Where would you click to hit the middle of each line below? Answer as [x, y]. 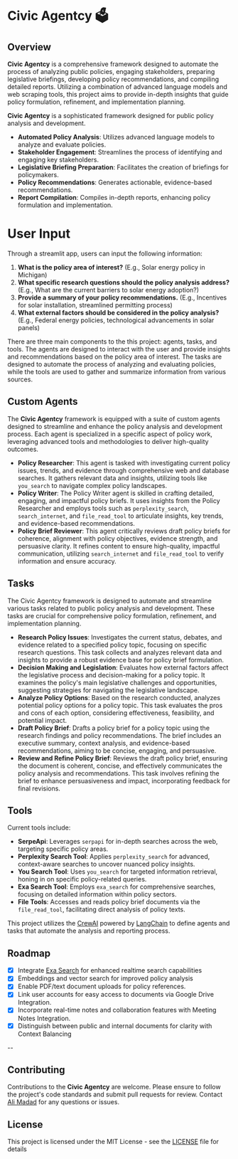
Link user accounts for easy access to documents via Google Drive [116, 995]
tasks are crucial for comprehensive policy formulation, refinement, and [112, 615]
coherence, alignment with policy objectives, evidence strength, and [118, 538]
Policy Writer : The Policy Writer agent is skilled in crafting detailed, [116, 493]
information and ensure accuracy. [67, 561]
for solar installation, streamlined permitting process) [95, 305]
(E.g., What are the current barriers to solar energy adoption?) [108, 290]
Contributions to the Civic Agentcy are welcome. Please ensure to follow [114, 1087]
